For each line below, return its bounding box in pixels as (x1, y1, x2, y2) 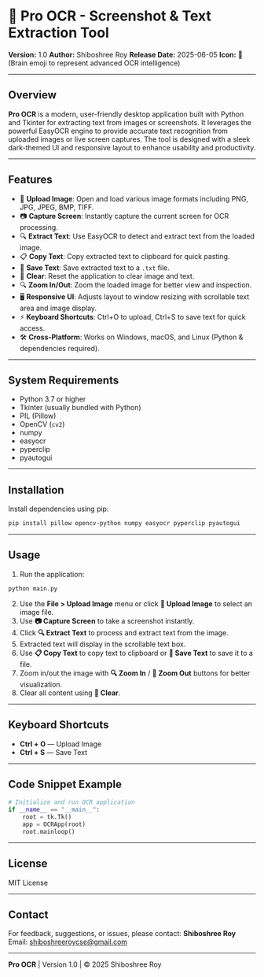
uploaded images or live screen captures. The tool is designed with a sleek (8, 134, 251, 144)
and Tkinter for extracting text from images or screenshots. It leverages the (8, 117, 251, 127)
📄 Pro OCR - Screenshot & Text (8, 7, 212, 25)
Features (8, 173, 53, 187)
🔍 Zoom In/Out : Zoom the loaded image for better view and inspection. (19, 279, 252, 290)
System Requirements (8, 373, 119, 387)
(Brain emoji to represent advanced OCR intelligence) (8, 58, 181, 68)
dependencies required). (19, 343, 100, 353)
